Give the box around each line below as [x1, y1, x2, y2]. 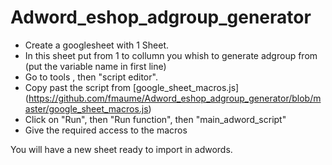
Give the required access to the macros [24, 124, 188, 136]
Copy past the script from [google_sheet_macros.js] [24, 81, 240, 93]
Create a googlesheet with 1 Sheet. [24, 39, 170, 51]
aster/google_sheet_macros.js [24, 102, 149, 115]
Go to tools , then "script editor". [24, 71, 158, 83]
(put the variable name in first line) [24, 60, 167, 72]
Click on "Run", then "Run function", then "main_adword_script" [24, 113, 287, 125]
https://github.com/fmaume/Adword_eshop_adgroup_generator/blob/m [28, 92, 322, 104]
